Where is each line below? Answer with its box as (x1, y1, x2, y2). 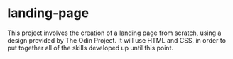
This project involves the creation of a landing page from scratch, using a (7, 28, 222, 37)
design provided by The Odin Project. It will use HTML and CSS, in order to (7, 36, 226, 44)
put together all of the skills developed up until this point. (7, 43, 174, 52)
